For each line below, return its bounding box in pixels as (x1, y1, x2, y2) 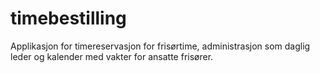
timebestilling (10, 7, 127, 30)
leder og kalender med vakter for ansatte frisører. (10, 50, 214, 62)
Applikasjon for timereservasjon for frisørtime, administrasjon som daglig (10, 40, 311, 52)
